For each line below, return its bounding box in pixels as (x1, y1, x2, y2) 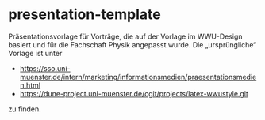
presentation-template (8, 6, 161, 24)
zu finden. (8, 104, 41, 114)
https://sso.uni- (19, 63, 71, 73)
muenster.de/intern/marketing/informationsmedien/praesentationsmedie (19, 72, 257, 81)
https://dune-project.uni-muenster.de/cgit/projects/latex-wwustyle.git (19, 88, 248, 98)
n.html (19, 81, 41, 90)
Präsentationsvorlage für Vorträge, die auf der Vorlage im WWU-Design (8, 32, 244, 41)
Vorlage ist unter (8, 48, 63, 58)
